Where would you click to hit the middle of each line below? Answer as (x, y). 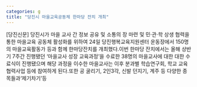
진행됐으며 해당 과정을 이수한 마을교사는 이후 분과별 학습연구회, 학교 (99, 63)
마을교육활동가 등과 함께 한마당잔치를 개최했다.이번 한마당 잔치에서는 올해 (96, 49)
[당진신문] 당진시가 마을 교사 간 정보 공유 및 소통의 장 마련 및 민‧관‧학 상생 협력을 (98, 34)
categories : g (24, 11)
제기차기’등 (34, 78)
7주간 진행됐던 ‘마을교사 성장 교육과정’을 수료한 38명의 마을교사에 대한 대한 (98, 56)
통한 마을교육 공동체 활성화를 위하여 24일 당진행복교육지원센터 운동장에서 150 (95, 41)
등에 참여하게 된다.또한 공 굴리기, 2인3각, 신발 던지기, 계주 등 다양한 (103, 71)
